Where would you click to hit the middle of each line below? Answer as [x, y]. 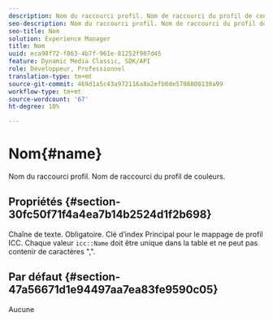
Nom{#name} [56, 154]
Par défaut [35, 277]
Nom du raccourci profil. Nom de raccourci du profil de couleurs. [117, 176]
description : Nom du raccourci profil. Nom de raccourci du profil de [130, 16]
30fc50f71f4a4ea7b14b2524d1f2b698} [110, 215]
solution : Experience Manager [60, 39]
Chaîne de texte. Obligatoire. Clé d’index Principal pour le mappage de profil [136, 234]
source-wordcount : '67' [49, 99]
